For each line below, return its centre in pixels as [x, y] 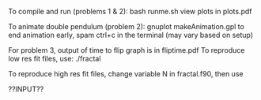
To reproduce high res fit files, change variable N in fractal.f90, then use [126, 74]
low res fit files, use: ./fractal [55, 59]
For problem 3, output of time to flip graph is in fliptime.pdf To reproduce [127, 50]
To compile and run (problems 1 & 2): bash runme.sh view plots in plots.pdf [130, 11]
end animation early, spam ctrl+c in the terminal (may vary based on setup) [131, 35]
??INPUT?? [26, 89]
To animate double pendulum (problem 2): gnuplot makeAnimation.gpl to [127, 26]
